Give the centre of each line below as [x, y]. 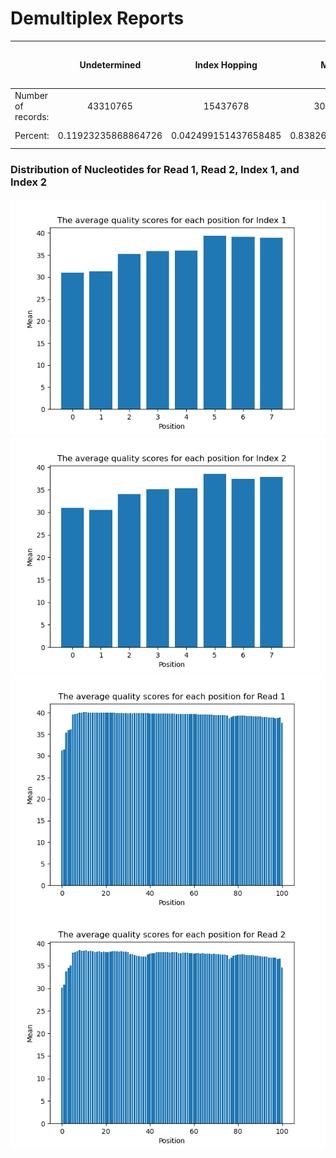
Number [31, 95]
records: [32, 116]
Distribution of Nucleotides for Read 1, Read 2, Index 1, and [155, 170]
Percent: [32, 136]
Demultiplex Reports [97, 18]
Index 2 [29, 182]
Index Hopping [226, 64]
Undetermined [110, 64]
